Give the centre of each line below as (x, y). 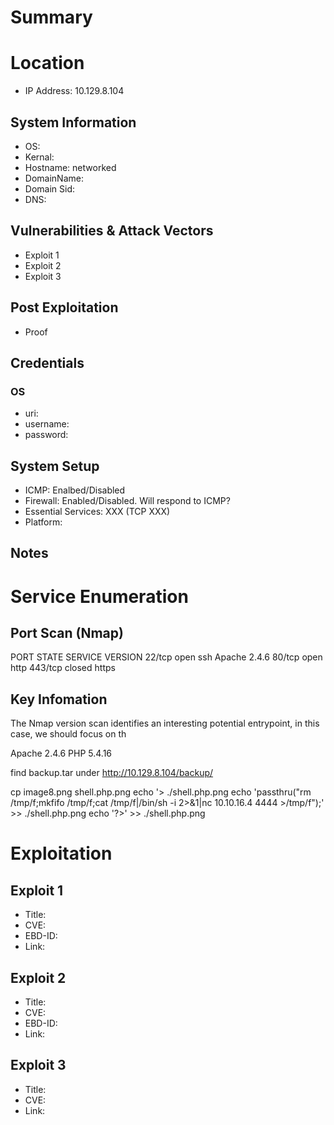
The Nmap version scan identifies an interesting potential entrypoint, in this (165, 723)
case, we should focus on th (68, 734)
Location (47, 63)
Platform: (43, 522)
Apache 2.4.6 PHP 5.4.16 (61, 753)
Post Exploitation (64, 307)
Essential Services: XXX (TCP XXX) (97, 512)
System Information (73, 122)
